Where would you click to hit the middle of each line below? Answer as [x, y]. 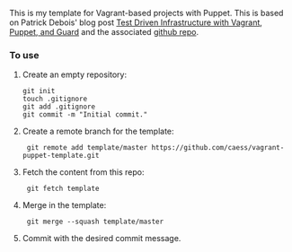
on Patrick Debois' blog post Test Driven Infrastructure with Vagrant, [136, 22]
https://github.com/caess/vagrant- [218, 148]
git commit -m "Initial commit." [85, 115]
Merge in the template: [64, 205]
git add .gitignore [59, 107]
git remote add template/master [87, 148]
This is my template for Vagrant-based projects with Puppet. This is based [146, 13]
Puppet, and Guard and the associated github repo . [104, 32]
